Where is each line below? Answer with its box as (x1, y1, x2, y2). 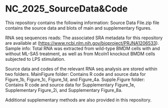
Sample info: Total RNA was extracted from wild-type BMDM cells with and (5, 45, 160, 51)
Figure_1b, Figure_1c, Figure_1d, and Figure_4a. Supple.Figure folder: (5, 76, 145, 82)
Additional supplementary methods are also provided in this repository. (5, 96, 152, 103)
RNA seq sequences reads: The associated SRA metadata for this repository (5, 35, 163, 41)
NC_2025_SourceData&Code (5, 3, 128, 15)
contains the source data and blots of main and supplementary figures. (5, 25, 152, 31)
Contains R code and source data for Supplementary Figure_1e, (5, 81, 135, 88)
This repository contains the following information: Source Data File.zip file (5, 20, 159, 26)
